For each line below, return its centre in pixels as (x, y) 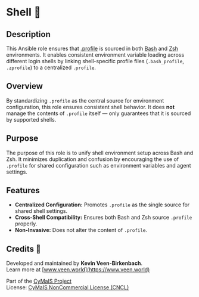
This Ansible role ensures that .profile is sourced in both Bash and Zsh (92, 48)
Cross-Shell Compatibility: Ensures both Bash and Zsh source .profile (103, 218)
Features (23, 191)
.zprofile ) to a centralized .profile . (51, 67)
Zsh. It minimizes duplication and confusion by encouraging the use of (93, 159)
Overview (25, 86)
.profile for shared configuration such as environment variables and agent (99, 165)
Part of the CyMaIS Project (39, 281)
